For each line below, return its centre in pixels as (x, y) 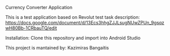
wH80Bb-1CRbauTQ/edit (31, 28)
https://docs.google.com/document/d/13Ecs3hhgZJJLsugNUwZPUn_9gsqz (85, 23)
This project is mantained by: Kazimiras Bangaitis (57, 48)
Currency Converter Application (39, 7)
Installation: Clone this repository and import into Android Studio (73, 38)
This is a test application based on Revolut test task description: (72, 17)
